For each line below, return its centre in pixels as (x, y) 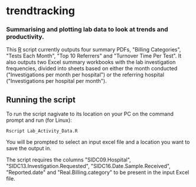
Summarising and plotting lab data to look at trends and (87, 30)
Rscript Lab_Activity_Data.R (42, 131)
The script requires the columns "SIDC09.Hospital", (68, 160)
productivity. (25, 37)
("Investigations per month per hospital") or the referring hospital (85, 75)
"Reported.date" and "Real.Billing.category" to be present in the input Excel (98, 172)
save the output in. (29, 149)
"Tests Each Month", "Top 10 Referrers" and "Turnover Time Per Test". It (94, 56)
